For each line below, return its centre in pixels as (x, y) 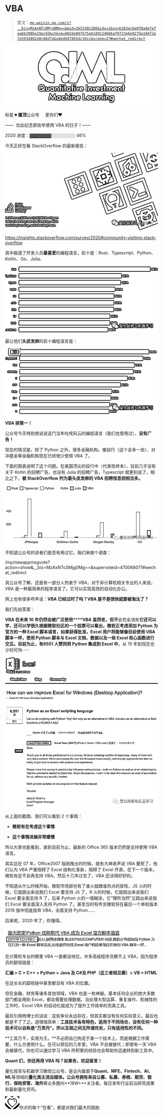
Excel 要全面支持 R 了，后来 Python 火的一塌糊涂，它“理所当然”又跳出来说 (79, 898)
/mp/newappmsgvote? (27, 562)
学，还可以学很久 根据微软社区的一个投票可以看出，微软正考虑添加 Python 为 (81, 625)
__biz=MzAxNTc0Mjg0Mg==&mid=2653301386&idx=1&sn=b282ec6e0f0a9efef (86, 28)
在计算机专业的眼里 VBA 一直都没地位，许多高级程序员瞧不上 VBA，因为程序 (81, 956)
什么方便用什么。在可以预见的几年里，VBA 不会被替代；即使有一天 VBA (85, 1045)
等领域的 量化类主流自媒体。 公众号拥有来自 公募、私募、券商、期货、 (79, 1077)
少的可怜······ (17, 650)
